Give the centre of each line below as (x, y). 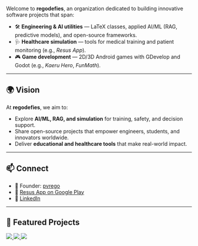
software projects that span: (40, 15)
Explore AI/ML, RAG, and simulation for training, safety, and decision (99, 119)
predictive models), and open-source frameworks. (76, 35)
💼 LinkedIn (27, 198)
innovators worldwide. (42, 137)
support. (25, 125)
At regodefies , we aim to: (37, 107)
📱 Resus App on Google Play (49, 192)
